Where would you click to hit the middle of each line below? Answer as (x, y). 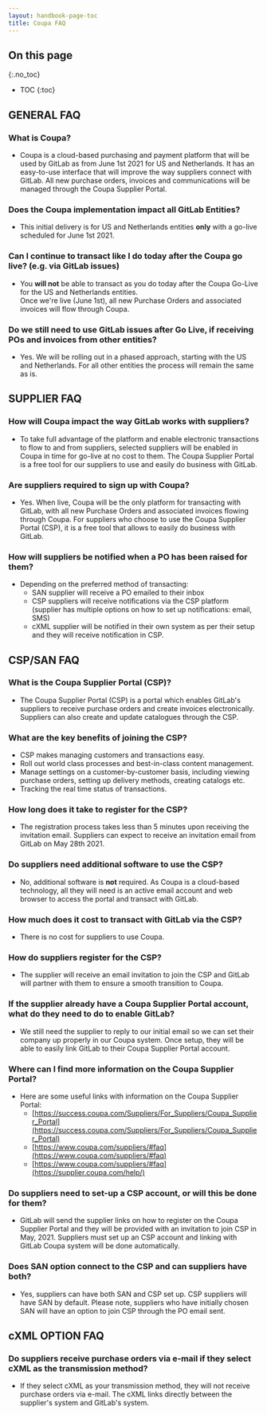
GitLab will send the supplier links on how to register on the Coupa (129, 1220)
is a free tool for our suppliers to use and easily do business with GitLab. (138, 464)
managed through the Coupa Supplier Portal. (93, 189)
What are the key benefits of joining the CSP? (98, 737)
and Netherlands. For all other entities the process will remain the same (137, 365)
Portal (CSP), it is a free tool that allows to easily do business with (128, 528)
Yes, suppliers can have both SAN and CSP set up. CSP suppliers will (133, 1294)
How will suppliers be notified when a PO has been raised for (128, 556)
